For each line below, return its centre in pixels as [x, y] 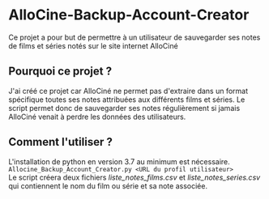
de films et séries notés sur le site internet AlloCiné [93, 45]
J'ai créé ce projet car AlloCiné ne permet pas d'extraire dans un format [128, 91]
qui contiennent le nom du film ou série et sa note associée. [108, 186]
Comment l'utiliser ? [61, 142]
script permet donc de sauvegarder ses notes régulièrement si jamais [124, 108]
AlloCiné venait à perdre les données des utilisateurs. [97, 116]
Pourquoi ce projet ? [60, 72]
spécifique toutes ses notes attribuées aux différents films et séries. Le [127, 99]
